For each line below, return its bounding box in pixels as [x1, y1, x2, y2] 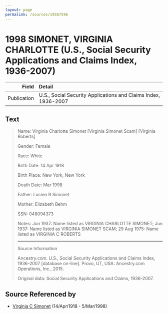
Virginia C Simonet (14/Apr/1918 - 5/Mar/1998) [12, 303, 107, 310]
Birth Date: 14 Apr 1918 [17, 163, 64, 169]
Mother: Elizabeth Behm [17, 201, 67, 207]
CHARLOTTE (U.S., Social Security [5, 44, 151, 55]
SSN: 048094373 [17, 211, 54, 217]
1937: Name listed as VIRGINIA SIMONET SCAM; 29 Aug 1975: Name [17, 226, 159, 232]
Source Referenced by [5, 290, 76, 299]
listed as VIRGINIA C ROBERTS [17, 231, 81, 237]
